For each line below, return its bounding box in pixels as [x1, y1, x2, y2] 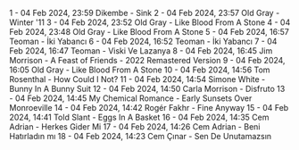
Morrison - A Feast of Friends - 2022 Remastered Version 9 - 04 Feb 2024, [9, 55, 286, 65]
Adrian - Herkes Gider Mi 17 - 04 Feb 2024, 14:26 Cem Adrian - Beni [9, 121, 261, 132]
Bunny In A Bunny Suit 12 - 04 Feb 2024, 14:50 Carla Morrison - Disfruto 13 [9, 84, 286, 94]
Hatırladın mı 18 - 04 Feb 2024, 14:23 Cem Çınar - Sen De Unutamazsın [9, 131, 272, 141]
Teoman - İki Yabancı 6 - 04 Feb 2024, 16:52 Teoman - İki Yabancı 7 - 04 [9, 36, 278, 46]
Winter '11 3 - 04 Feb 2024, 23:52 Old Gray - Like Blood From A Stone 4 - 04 [9, 17, 291, 28]
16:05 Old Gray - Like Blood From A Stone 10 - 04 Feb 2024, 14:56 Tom [9, 64, 270, 75]
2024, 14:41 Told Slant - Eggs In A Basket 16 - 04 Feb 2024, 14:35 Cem [9, 112, 270, 122]
